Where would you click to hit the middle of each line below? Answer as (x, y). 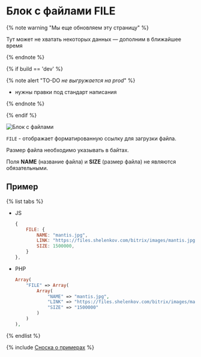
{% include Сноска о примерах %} (50, 347)
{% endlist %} (23, 335)
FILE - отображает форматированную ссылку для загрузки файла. (91, 138)
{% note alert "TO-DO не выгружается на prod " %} (71, 80)
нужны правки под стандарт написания (66, 92)
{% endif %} (22, 115)
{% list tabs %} (25, 201)
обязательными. (27, 168)
